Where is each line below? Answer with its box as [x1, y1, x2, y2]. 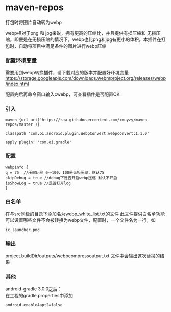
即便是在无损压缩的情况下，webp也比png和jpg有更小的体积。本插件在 [14, 36, 162, 43]
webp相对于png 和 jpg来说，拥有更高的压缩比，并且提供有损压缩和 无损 [5, 30, 157, 36]
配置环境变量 [5, 57, 37, 64]
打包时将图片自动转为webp [5, 19, 62, 25]
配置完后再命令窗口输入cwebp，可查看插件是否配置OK [5, 91, 120, 97]
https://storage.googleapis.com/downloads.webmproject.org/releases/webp [5, 75, 166, 81]
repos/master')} [5, 122, 40, 127]
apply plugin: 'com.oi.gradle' [5, 140, 72, 145]
